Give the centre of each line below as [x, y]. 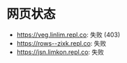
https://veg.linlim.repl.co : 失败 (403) [68, 35]
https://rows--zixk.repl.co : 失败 [61, 43]
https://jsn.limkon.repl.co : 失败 [60, 52]
